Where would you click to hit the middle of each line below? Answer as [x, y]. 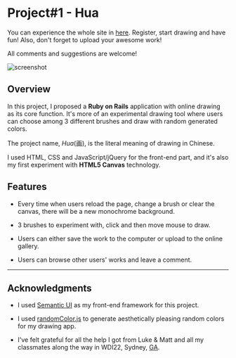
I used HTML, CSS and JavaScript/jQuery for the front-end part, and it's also [118, 157]
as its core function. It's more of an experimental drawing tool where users [115, 113]
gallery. [28, 246]
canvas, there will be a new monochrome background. [96, 211]
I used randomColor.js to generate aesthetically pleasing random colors [121, 319]
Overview [29, 89]
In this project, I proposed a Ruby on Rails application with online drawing [114, 106]
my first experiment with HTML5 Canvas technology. [84, 165]
